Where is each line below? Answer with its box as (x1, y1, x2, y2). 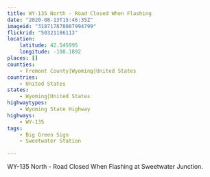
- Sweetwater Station (19, 138, 81, 145)
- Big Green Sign (19, 131, 69, 138)
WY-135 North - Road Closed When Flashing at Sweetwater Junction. (7, 163, 204, 171)
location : (7, 36, 36, 43)
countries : (7, 73, 38, 81)
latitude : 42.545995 (19, 42, 78, 49)
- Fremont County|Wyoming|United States (19, 67, 137, 74)
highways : (7, 112, 36, 119)
